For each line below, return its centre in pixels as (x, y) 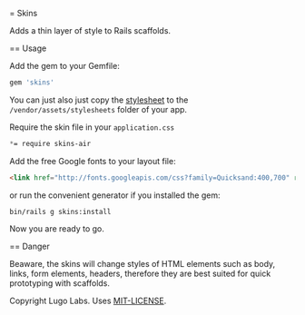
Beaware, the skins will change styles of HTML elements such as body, (143, 263)
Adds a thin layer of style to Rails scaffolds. (90, 30)
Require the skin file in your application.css (92, 127)
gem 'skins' (32, 83)
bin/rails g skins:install (60, 212)
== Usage (28, 48)
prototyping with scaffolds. (60, 283)
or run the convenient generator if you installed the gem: (115, 195)
